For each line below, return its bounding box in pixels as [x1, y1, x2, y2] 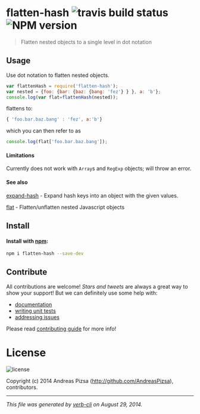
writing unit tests [14, 307, 57, 314]
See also [6, 178, 28, 186]
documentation [14, 301, 52, 308]
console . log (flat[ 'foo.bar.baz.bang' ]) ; [6, 139, 108, 145]
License [6, 346, 46, 359]
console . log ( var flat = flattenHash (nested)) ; [6, 94, 118, 100]
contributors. [6, 384, 38, 391]
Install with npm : [6, 237, 49, 245]
